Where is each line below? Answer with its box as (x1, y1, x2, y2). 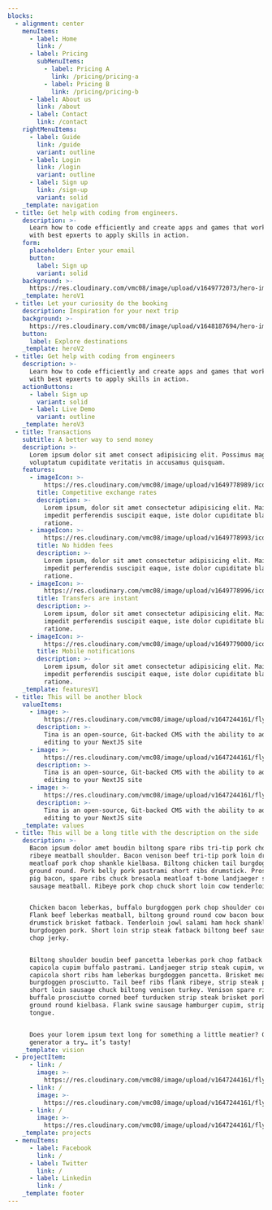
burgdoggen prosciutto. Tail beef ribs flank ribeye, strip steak (28, 978, 259, 987)
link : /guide (37, 140, 81, 149)
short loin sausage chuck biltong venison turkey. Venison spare (28, 986, 255, 994)
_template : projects (22, 1129, 92, 1138)
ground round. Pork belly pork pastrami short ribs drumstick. (28, 867, 248, 875)
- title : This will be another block (15, 692, 143, 701)
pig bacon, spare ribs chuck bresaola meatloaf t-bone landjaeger (28, 874, 259, 883)
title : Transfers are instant (37, 595, 139, 603)
